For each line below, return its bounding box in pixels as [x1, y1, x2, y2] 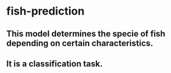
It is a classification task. [6, 58, 103, 69]
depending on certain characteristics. [6, 38, 154, 48]
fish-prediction [6, 4, 85, 18]
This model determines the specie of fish [6, 29, 166, 39]
